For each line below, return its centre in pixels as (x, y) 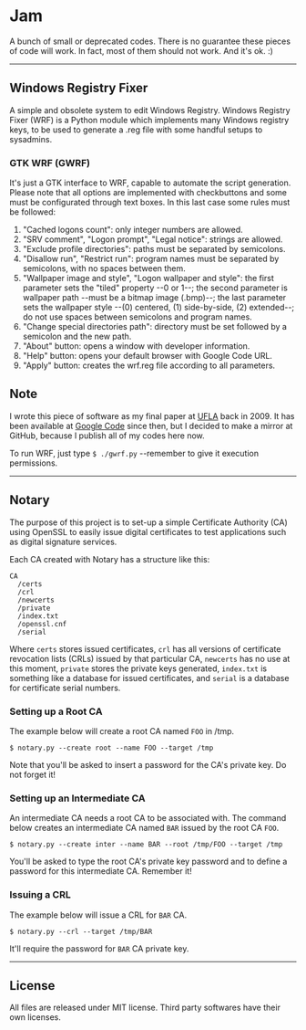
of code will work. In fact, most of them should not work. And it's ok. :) (141, 50)
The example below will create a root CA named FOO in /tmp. (122, 730)
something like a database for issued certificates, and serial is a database (149, 678)
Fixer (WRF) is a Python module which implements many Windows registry (149, 120)
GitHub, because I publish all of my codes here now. (107, 436)
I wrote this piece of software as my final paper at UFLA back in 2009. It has (152, 415)
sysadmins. (31, 139)
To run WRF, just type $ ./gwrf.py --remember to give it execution (134, 453)
